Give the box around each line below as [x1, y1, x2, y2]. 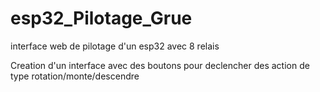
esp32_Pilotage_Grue [10, 7, 193, 30]
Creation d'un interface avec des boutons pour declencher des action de [10, 59, 310, 71]
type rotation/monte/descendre [10, 70, 140, 82]
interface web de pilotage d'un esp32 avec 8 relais [10, 40, 220, 52]
